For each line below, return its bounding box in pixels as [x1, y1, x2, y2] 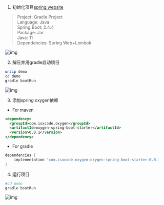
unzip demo [5, 69, 27, 74]
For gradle [12, 143, 33, 149]
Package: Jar [17, 30, 44, 35]
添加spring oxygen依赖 [12, 97, 59, 103]
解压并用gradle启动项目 [12, 60, 60, 65]
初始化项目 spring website [12, 4, 63, 10]
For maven [12, 107, 34, 113]
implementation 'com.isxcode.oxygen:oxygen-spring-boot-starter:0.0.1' [14, 157, 163, 162]
